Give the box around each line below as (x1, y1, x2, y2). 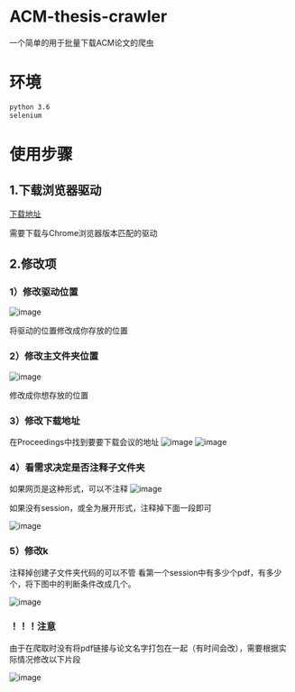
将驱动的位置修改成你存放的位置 (9, 325, 128, 336)
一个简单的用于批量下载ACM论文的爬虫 (9, 37, 155, 48)
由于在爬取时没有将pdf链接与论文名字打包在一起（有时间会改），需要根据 (9, 642, 280, 653)
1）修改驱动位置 (9, 286, 78, 298)
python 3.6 (9, 102, 51, 112)
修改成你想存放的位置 (9, 389, 88, 400)
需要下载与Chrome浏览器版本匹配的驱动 (9, 227, 158, 238)
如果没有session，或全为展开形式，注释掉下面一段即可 (9, 503, 212, 514)
